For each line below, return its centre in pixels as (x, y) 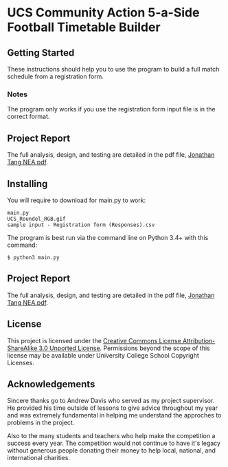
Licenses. (21, 362)
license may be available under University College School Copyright (103, 355)
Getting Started (41, 53)
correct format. (28, 117)
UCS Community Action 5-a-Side (103, 13)
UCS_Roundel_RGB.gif (37, 219)
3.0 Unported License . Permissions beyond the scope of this (125, 348)
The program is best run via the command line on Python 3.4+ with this (108, 237)
